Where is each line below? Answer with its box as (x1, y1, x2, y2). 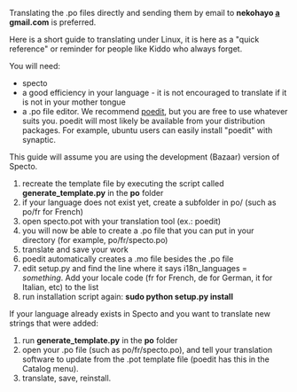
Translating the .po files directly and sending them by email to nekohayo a (9, 8, 281, 18)
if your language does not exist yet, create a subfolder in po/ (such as (21, 197, 277, 208)
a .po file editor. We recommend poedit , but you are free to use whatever (21, 106, 288, 116)
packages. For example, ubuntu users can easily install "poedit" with (21, 125, 273, 136)
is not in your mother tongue (21, 97, 126, 107)
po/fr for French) (21, 207, 84, 216)
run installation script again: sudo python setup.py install (21, 292, 233, 302)
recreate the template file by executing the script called (21, 178, 224, 189)
